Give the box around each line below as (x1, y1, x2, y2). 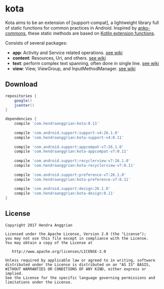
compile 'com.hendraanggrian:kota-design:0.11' (14, 191, 115, 196)
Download (5, 80, 37, 89)
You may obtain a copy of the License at (5, 240, 93, 245)
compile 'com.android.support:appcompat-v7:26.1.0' (14, 144, 124, 149)
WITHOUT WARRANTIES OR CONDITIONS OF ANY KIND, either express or (5, 266, 146, 271)
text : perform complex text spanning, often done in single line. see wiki (12, 60, 159, 66)
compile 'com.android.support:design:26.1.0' (14, 186, 111, 191)
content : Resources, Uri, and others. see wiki (12, 55, 106, 61)
